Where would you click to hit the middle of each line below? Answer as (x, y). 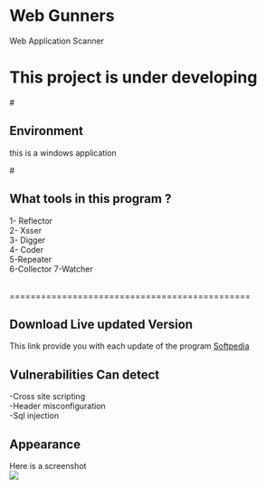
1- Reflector (31, 221)
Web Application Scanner (57, 41)
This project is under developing (133, 77)
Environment (47, 131)
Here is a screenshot (48, 465)
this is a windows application (63, 153)
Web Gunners (62, 16)
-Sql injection (34, 416)
